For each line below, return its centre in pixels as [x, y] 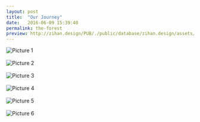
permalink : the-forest [34, 28]
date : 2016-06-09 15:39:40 [42, 23]
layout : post [22, 12]
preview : [17, 34]
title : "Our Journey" [34, 17]
